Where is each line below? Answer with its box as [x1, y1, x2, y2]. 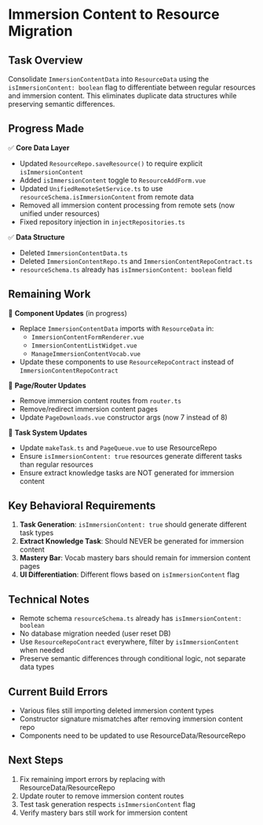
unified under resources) [19, 208, 100, 218]
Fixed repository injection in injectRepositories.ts [19, 217, 186, 226]
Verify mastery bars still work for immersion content [19, 808, 188, 817]
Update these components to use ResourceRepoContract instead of [19, 357, 234, 366]
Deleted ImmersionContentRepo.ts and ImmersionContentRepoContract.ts [19, 256, 253, 266]
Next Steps [8, 753, 64, 767]
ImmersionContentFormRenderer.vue [31, 333, 144, 341]
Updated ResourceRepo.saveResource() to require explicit [19, 159, 203, 168]
